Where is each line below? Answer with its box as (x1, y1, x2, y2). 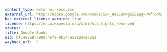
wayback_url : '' (5, 40, 39, 45)
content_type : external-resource (5, 7, 75, 12)
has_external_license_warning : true (5, 16, 81, 21)
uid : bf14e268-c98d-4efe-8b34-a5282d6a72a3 (5, 35, 97, 40)
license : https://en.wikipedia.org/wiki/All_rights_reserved (5, 21, 135, 26)
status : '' (5, 26, 28, 31)
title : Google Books (5, 30, 48, 35)
